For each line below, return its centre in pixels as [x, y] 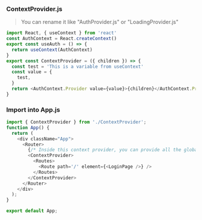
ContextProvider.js [34, 9]
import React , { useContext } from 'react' [62, 33]
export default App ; [32, 211]
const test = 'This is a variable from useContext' [78, 67]
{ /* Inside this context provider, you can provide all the [105, 150]
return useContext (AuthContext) [52, 50]
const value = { [32, 72]
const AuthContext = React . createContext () [62, 39]
